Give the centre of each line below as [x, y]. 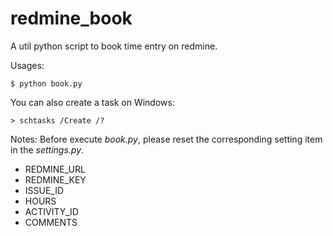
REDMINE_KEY [55, 179]
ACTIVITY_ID [51, 211]
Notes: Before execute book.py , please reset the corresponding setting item [166, 139]
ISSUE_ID [44, 190]
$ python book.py [46, 83]
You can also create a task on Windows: [92, 102]
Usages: [27, 65]
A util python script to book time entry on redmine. [114, 46]
